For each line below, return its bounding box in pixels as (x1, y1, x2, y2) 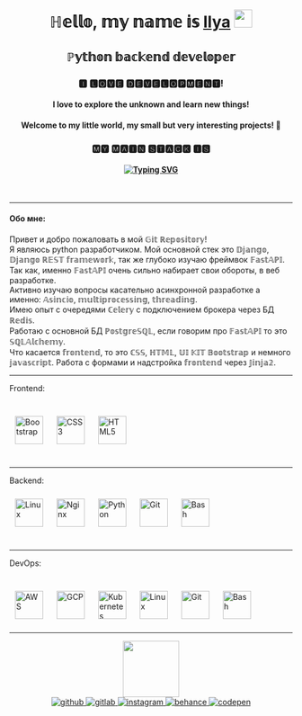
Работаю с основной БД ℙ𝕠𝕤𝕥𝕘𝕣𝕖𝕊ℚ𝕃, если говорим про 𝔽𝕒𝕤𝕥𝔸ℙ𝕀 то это (9, 326, 288, 336)
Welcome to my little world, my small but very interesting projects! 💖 (21, 120, 281, 130)
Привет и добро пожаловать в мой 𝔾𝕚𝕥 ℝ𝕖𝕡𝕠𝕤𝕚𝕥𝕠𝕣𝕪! (9, 234, 208, 245)
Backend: (9, 475, 45, 486)
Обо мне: (9, 213, 47, 224)
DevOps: (9, 558, 42, 568)
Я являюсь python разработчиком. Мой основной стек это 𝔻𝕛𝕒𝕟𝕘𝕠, (9, 244, 270, 255)
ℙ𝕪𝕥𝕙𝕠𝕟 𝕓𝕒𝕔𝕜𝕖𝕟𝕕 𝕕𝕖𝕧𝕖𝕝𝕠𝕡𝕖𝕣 (67, 49, 235, 65)
